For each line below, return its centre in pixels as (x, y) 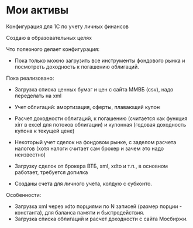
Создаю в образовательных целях (49, 38)
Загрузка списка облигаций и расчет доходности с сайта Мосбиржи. (101, 219)
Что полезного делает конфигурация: (53, 49)
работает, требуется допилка (51, 172)
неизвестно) (30, 154)
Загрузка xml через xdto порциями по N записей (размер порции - (98, 206)
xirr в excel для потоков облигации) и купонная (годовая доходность (100, 124)
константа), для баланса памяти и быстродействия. (80, 212)
